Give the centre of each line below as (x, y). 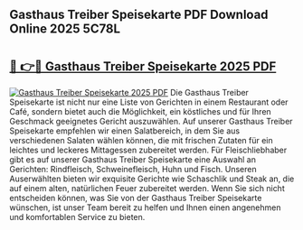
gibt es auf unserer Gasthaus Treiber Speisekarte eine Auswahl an (133, 160)
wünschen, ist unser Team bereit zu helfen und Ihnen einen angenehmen (145, 207)
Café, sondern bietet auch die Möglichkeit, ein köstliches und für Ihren (140, 111)
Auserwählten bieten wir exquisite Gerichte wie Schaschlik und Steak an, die (152, 179)
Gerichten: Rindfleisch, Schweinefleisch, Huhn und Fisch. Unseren (133, 169)
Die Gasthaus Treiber (209, 92)
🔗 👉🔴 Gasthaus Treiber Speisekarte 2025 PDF (143, 66)
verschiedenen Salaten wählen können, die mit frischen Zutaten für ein (141, 140)
